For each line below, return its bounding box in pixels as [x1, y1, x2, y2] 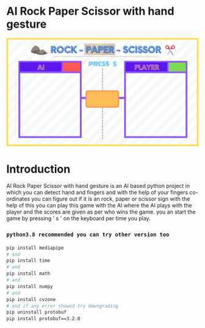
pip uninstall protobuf [6, 309, 67, 316]
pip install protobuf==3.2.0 [6, 316, 81, 322]
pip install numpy [6, 283, 53, 289]
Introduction [6, 162, 71, 176]
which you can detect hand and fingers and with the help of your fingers [6, 188, 189, 196]
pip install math [6, 270, 51, 277]
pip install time [6, 258, 51, 264]
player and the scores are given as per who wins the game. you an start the [6, 208, 196, 215]
